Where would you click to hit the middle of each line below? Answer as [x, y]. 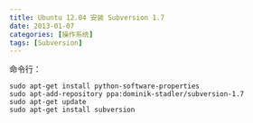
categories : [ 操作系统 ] [51, 34]
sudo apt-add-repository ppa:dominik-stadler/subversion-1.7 [127, 94]
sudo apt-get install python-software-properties [105, 86]
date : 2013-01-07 [42, 26]
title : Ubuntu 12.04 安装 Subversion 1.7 [87, 18]
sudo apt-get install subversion [72, 110]
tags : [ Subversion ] [46, 43]
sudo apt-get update [48, 102]
